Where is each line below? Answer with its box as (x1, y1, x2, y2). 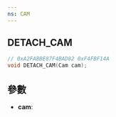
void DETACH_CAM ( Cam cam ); (7, 62, 88, 69)
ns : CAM (7, 10, 31, 18)
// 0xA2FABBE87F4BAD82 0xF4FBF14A (7, 55, 110, 62)
